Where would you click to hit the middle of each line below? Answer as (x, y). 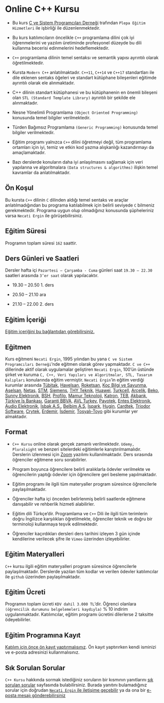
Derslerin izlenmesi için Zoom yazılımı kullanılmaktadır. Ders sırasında (82, 454)
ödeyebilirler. (18, 620)
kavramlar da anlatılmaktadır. (41, 172)
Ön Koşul (19, 188)
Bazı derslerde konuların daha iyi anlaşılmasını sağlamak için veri (78, 162)
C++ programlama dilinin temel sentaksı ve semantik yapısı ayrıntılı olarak (85, 57)
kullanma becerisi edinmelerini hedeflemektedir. (61, 48)
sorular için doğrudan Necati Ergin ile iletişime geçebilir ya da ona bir (75, 690)
